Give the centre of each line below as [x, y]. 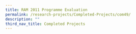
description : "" [22, 19]
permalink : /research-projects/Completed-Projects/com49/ [68, 14]
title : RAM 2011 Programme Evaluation [46, 10]
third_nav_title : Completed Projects [45, 24]
